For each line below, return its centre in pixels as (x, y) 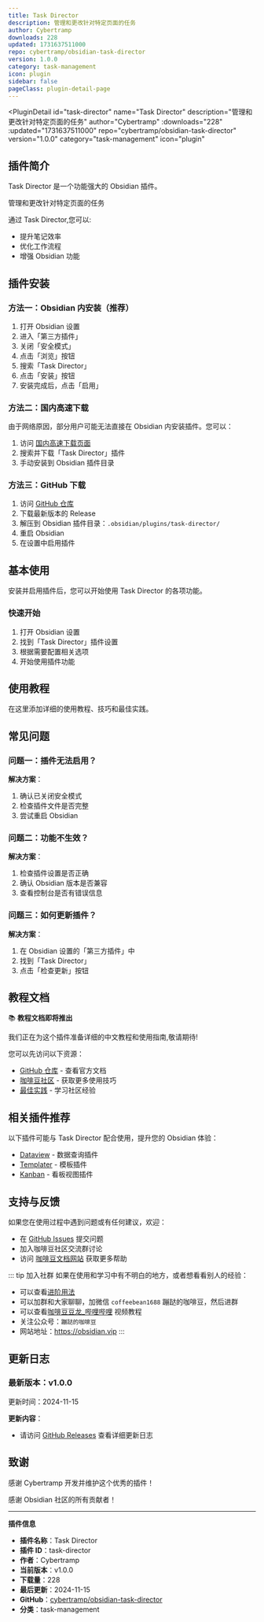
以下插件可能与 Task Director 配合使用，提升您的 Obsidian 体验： (113, 1138)
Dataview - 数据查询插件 (59, 1155)
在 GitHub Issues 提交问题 (61, 1239)
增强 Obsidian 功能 (49, 256)
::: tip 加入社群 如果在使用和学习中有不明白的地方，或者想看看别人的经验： (128, 1276)
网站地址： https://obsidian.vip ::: (72, 1331)
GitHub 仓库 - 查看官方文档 (63, 1071)
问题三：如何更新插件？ (52, 916)
